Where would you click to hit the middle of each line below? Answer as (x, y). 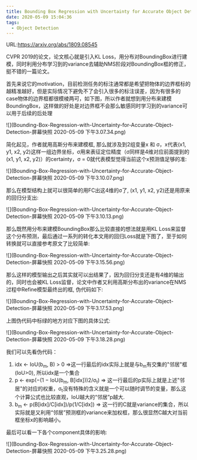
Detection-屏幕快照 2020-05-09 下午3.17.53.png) (65, 308)
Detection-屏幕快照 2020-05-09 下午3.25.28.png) (67, 451)
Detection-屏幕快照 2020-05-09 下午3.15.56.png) (65, 263)
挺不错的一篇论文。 (29, 72)
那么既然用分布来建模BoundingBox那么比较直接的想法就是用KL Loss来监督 (96, 229)
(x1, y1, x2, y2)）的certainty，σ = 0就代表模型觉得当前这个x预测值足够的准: (96, 159)
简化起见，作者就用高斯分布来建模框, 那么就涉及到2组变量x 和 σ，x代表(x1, (96, 145)
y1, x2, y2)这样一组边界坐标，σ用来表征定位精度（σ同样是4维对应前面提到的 (98, 152)
